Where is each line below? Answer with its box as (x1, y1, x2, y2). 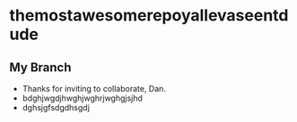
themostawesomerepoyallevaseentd (9, 5, 289, 26)
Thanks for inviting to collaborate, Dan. (22, 84, 166, 94)
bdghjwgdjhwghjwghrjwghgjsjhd (22, 93, 144, 103)
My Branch (9, 60, 72, 75)
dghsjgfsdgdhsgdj (22, 102, 90, 112)
